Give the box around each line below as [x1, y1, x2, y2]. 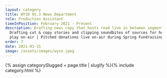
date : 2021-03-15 [5, 44, 41, 49]
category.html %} [5, 67, 41, 73]
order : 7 [5, 39, 23, 44]
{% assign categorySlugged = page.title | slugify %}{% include [5, 62, 134, 68]
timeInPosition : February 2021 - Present [5, 21, 92, 26]
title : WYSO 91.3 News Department [5, 12, 77, 17]
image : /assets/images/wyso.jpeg [5, 48, 75, 53]
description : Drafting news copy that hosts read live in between [5, 26, 146, 31]
